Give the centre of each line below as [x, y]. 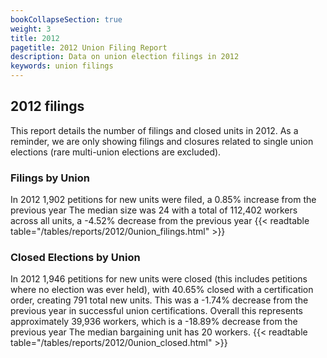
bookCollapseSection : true [66, 19]
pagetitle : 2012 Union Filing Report [89, 47]
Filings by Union [50, 178]
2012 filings [47, 106]
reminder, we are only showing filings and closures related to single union [162, 141]
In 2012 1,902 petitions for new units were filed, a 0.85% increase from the [163, 200]
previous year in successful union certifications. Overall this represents [156, 311]
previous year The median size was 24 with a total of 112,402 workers [154, 210]
